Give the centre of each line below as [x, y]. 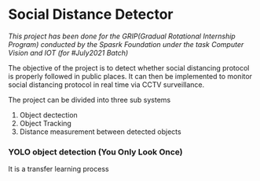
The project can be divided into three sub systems [90, 100]
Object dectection [49, 114]
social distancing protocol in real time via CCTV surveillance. [106, 85]
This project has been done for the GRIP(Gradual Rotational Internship [122, 36]
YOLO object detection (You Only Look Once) [95, 152]
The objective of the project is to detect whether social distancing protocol [129, 67]
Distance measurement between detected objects [101, 132]
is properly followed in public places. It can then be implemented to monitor [130, 76]
